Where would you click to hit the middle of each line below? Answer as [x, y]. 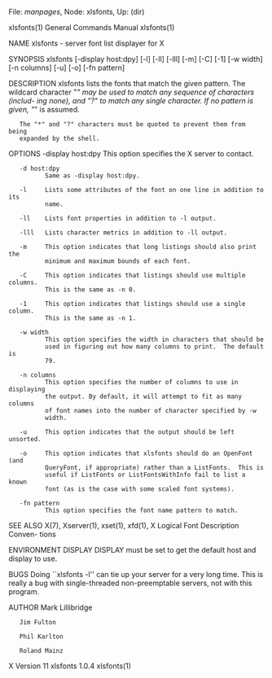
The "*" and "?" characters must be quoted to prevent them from [132, 125]
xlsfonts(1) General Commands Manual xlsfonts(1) [92, 27]
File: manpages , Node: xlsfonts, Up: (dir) [77, 12]
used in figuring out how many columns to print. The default [154, 347]
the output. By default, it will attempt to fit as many [143, 396]
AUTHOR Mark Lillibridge [50, 607]
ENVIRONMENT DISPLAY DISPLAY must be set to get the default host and [132, 550]
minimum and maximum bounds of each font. [118, 261]
